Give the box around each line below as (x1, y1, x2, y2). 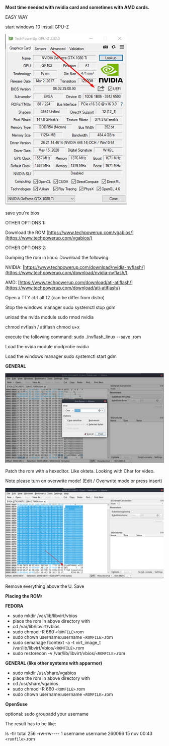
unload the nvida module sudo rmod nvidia (5, 314, 94, 320)
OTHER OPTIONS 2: (5, 245, 47, 251)
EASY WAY (5, 14, 28, 20)
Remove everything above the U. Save (5, 583, 84, 589)
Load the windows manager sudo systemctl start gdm (5, 353, 117, 359)
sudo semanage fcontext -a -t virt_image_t (12, 639, 101, 646)
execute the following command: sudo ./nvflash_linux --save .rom (5, 334, 141, 340)
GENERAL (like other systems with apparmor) (5, 660, 102, 666)
